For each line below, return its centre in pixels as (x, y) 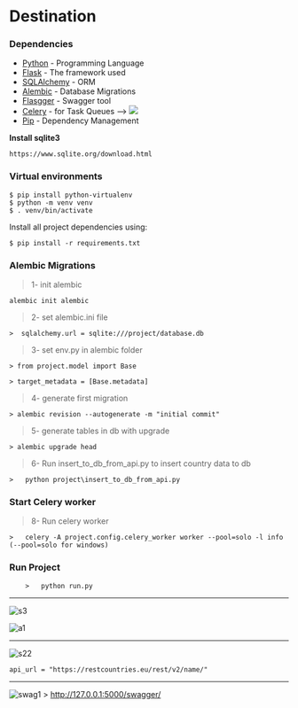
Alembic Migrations (52, 265)
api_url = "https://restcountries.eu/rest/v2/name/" (109, 669)
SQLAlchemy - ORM (59, 82)
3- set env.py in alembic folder (87, 350)
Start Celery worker (52, 502)
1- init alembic (56, 284)
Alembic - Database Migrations (78, 91)
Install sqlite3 (35, 138)
